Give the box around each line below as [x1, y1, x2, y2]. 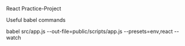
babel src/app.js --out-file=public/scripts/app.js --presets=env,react [6, 28, 173, 35]
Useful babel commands [6, 17, 66, 23]
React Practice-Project [6, 5, 61, 12]
